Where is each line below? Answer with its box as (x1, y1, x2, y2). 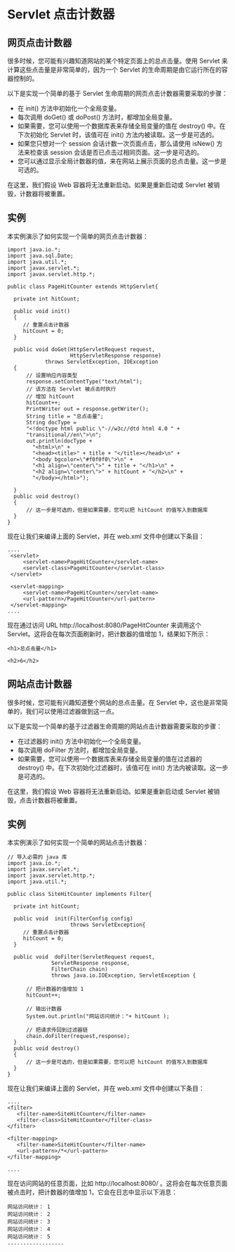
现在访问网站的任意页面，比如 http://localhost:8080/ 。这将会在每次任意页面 (7, 1180, 228, 1188)
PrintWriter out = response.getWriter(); (25, 405, 149, 412)
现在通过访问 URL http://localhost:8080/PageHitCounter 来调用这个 (7, 621, 202, 629)
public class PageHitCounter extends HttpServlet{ (7, 283, 159, 290)
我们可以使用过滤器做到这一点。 (25, 707, 118, 715)
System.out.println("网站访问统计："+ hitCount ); (25, 1013, 170, 1020)
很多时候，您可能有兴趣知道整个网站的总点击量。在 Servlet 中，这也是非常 (7, 698, 222, 707)
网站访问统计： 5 (7, 1233, 51, 1241)
